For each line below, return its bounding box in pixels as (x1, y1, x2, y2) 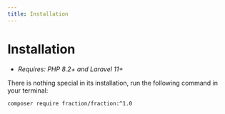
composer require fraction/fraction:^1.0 (7, 100, 133, 107)
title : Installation (7, 10, 69, 18)
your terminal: (7, 86, 49, 95)
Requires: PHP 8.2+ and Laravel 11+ (17, 65, 124, 73)
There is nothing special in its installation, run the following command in (7, 78, 218, 87)
